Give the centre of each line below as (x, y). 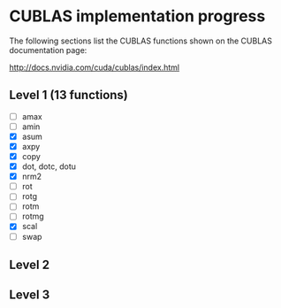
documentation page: (48, 50)
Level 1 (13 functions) (68, 95)
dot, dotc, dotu (49, 166)
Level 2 (30, 264)
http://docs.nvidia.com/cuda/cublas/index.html (94, 67)
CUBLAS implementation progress (137, 16)
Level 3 (30, 295)
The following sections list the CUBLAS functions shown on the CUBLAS (140, 41)
